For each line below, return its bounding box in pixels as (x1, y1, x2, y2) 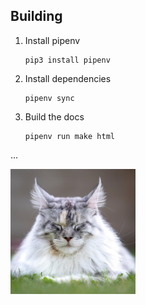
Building (10, 8, 63, 25)
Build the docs (24, 110, 85, 123)
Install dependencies (24, 72, 112, 84)
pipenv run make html (24, 131, 115, 141)
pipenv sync (24, 93, 75, 103)
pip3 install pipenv (24, 55, 111, 65)
